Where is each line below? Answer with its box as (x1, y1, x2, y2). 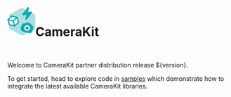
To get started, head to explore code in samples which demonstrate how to (7, 74, 225, 83)
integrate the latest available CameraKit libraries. (7, 82, 148, 90)
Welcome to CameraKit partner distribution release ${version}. (7, 60, 188, 69)
